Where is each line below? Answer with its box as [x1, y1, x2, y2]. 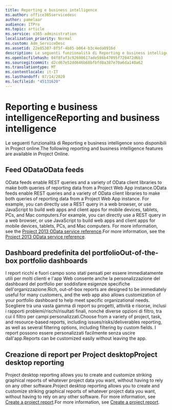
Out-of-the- [119, 248, 159, 257]
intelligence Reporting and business [5, 112, 160, 124]
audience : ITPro [5, 22, 40, 27]
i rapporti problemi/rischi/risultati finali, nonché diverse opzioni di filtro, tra [5, 308, 162, 314]
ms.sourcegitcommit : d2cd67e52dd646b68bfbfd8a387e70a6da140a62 [5, 60, 143, 65]
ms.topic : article [5, 27, 45, 32]
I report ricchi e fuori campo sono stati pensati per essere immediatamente [5, 270, 163, 276]
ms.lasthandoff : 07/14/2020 [5, 74, 66, 79]
